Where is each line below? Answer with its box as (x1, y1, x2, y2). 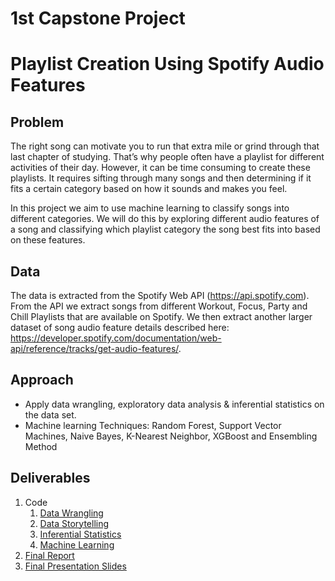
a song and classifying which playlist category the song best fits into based (10, 223, 321, 236)
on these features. (10, 234, 86, 246)
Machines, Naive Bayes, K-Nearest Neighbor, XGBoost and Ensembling (24, 430, 318, 442)
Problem (10, 113, 65, 131)
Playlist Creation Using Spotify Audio (10, 53, 325, 76)
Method (24, 440, 58, 452)
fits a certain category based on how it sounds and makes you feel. (10, 183, 288, 195)
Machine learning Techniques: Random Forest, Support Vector (24, 419, 282, 431)
